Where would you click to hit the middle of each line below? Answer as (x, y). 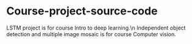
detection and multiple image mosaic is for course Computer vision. (91, 34)
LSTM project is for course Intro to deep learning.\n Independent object (96, 28)
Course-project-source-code (82, 11)
